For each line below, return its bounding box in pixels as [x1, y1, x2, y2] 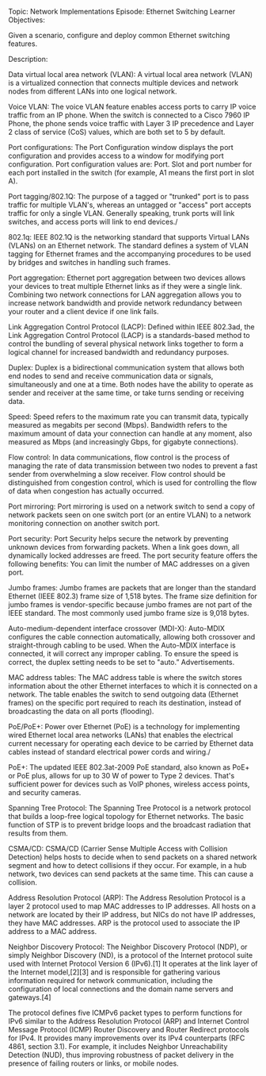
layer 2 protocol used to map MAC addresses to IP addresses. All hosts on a [8, 901, 256, 911]
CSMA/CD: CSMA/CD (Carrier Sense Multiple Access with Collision [8, 844, 228, 853]
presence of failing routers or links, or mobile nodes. [8, 1059, 180, 1068]
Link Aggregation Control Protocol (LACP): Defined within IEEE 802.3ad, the [8, 322, 255, 332]
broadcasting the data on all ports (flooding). [8, 706, 154, 716]
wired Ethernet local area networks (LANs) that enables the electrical [8, 730, 234, 740]
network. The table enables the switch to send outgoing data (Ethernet [8, 690, 239, 699]
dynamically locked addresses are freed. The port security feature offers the [8, 551, 258, 560]
